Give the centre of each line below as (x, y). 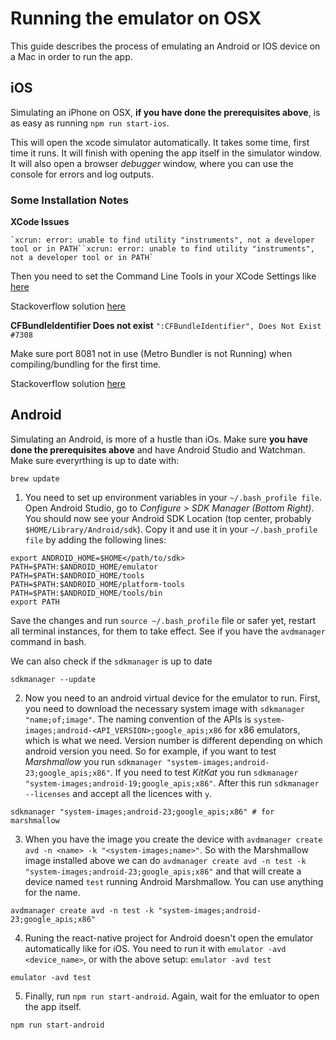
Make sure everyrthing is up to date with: (95, 460)
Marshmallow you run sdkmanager (93, 761)
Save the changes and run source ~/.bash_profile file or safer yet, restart (163, 620)
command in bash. (48, 641)
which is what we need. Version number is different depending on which (173, 740)
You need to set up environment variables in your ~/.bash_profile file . (173, 497)
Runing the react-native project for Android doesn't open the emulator (169, 938)
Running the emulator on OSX (136, 18)
